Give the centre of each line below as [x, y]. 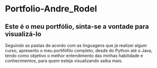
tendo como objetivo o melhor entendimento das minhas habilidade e [74, 56]
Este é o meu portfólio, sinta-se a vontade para [77, 27]
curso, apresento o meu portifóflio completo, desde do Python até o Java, [79, 51]
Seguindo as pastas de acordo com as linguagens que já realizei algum [76, 45]
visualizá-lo [23, 34]
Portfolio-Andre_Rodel [51, 9]
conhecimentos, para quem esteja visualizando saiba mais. [64, 61]
